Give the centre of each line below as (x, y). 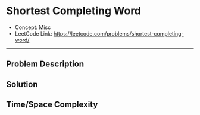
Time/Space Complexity (52, 105)
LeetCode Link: (33, 33)
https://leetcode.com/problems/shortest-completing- (118, 33)
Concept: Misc (33, 27)
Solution (22, 84)
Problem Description (45, 64)
